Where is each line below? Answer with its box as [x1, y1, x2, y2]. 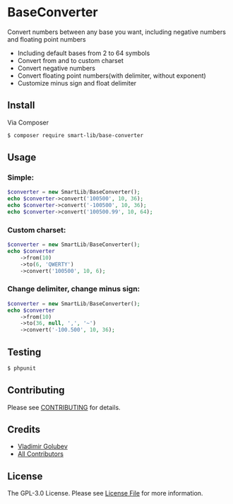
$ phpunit [7, 365, 37, 372]
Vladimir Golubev [17, 443, 68, 451]
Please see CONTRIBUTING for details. [7, 403, 121, 411]
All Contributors [17, 450, 64, 458]
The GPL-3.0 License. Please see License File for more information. [7, 489, 203, 498]
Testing [7, 346, 42, 358]
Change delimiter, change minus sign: [7, 284, 141, 294]
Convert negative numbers [17, 64, 96, 72]
